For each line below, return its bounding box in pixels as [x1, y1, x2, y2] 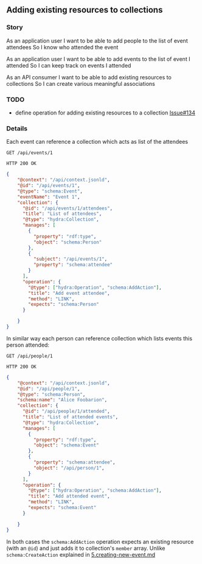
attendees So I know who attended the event [6, 43, 119, 51]
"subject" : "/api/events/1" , [33, 256, 108, 263]
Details [6, 124, 28, 133]
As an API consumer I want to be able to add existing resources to [6, 73, 172, 81]
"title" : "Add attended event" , [28, 493, 111, 499]
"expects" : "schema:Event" [28, 505, 97, 511]
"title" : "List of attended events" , [22, 414, 119, 420]
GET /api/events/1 [6, 150, 53, 156]
